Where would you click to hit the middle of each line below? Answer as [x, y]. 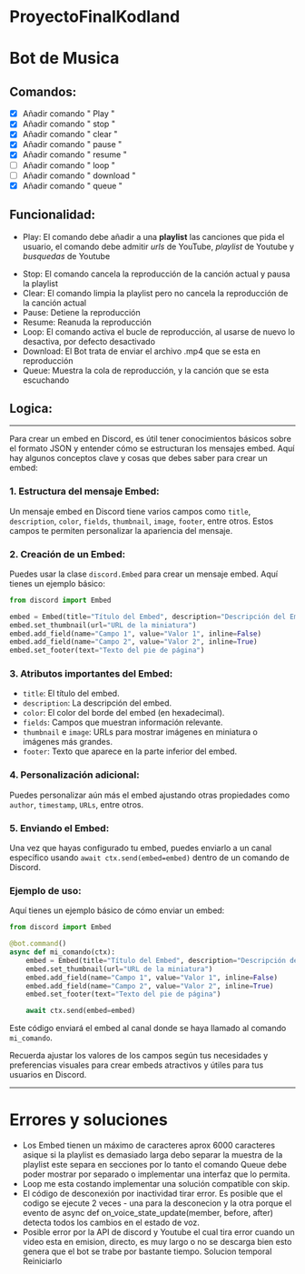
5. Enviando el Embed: [59, 828]
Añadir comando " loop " [69, 165]
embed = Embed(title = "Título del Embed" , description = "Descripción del [148, 617]
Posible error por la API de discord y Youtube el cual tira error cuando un [158, 1232]
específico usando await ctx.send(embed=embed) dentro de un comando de [150, 858]
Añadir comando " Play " [69, 114]
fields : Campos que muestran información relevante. [123, 722]
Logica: [31, 408]
